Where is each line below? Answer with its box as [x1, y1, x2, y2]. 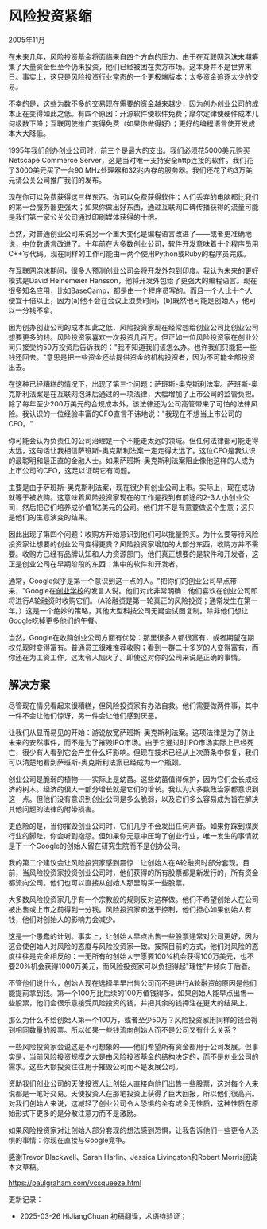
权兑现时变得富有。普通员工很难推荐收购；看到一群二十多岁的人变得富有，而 [8, 642, 259, 652]
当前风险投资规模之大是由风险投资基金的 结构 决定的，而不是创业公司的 [29, 1052, 259, 1061]
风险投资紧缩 [8, 7, 93, 25]
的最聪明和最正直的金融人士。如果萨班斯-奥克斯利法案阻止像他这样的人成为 [8, 455, 256, 465]
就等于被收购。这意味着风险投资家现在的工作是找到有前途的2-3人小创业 [8, 492, 243, 502]
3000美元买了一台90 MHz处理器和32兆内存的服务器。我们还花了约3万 [14, 165, 246, 175]
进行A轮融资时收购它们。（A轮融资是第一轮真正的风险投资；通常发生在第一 [14, 596, 258, 605]
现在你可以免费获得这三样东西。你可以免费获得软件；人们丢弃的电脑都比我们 [8, 192, 259, 201]
